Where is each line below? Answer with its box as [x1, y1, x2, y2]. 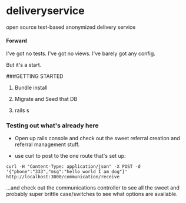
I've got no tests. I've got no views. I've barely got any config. [6, 50, 156, 57]
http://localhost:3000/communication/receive [6, 174, 119, 180]
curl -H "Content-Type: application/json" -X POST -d [6, 164, 141, 170]
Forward [6, 37, 28, 44]
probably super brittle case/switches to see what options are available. [6, 191, 178, 198]
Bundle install [14, 84, 48, 92]
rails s [14, 107, 29, 114]
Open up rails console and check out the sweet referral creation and [14, 135, 181, 142]
